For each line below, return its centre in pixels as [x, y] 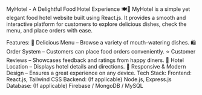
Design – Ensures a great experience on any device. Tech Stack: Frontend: [99, 73]
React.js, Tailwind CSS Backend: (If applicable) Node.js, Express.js [89, 79]
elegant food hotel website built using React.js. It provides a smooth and [96, 18]
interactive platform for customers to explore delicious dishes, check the [96, 24]
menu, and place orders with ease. [49, 30]
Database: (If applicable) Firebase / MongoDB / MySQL [75, 86]
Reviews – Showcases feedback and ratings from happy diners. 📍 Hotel [95, 60]
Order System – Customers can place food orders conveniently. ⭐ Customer [101, 51]
